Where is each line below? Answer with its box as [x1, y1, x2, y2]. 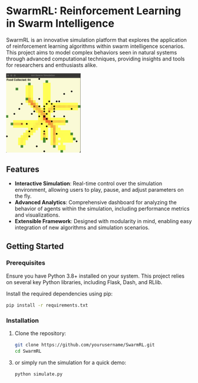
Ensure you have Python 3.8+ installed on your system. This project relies [6, 272, 184, 279]
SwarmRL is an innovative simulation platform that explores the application [6, 36, 187, 43]
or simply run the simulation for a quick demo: [14, 359, 127, 366]
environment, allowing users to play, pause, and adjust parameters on [14, 186, 184, 194]
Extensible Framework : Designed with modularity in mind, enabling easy [14, 218, 192, 225]
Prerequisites [6, 259, 45, 267]
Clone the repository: [14, 330, 67, 337]
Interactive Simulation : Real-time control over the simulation [14, 180, 163, 187]
